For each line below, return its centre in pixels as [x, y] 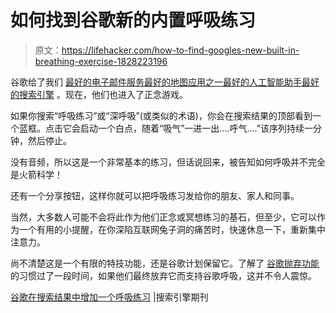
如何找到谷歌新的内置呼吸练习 [133, 20]
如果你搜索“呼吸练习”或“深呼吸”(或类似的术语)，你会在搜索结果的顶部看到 [161, 115]
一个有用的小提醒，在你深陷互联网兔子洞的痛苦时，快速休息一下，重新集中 [172, 229]
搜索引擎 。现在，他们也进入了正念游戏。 [103, 94]
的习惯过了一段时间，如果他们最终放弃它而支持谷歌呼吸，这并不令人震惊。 [163, 275]
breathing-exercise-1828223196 [101, 61]
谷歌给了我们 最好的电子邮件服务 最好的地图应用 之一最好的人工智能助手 [156, 82]
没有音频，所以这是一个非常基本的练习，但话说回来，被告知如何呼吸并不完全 [168, 162]
